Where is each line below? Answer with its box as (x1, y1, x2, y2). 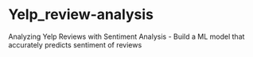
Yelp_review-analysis (8, 6, 154, 24)
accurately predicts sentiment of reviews (8, 40, 142, 49)
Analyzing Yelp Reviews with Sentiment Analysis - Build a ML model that (8, 32, 245, 41)
